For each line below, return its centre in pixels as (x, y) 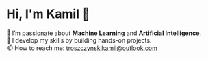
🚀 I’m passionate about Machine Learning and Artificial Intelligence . (104, 33)
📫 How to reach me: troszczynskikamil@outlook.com (82, 48)
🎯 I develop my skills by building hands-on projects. (79, 40)
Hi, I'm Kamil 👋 (48, 14)
